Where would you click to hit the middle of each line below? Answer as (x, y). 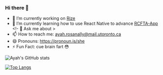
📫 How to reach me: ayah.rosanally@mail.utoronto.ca (67, 34)
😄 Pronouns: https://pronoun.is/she (48, 41)
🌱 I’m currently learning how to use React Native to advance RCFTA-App (85, 23)
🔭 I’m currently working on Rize (44, 19)
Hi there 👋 (17, 8)
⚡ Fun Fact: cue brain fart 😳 (41, 47)
